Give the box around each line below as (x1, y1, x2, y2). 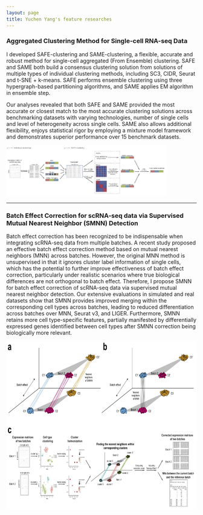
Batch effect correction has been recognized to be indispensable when (6, 233, 183, 240)
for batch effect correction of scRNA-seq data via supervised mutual (6, 284, 177, 292)
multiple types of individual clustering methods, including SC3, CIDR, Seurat (6, 70, 196, 77)
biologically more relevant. (6, 329, 72, 336)
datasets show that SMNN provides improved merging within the (6, 297, 167, 304)
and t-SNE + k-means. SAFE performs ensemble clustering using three (6, 76, 182, 84)
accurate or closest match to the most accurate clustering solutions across (6, 107, 193, 114)
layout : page (6, 10, 39, 16)
